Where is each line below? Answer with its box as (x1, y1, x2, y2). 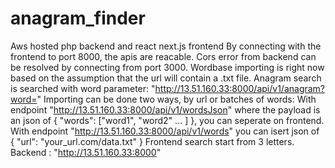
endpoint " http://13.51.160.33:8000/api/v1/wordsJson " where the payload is (10, 103, 321, 116)
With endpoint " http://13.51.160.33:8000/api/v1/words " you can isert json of (10, 125, 320, 137)
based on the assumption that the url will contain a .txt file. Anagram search (10, 72, 322, 84)
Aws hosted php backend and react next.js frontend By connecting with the (10, 40, 322, 52)
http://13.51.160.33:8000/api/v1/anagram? (154, 82, 326, 94)
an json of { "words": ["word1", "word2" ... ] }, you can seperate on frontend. (10, 114, 325, 126)
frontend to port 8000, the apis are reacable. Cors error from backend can (10, 50, 317, 62)
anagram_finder (10, 7, 146, 30)
